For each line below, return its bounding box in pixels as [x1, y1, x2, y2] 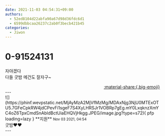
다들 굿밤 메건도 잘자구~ [5, 74, 52, 80]
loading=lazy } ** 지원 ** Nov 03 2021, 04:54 [5, 116, 87, 122]
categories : [5, 26, 29, 30]
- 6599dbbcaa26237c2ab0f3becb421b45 [9, 21, 84, 26]
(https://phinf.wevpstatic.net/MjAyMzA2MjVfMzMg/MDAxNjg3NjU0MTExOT [5, 99, 159, 106]
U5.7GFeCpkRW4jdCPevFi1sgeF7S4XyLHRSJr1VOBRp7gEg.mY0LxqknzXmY [5, 105, 159, 110]
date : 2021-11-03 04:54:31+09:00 [5, 7, 74, 12]
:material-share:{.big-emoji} [104, 84, 160, 90]
